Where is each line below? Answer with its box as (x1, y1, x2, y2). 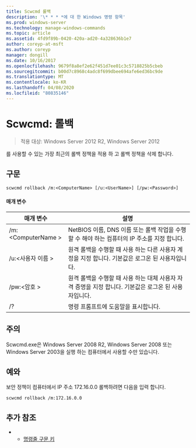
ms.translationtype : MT (6, 74, 64, 80)
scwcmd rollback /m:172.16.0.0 (6, 395, 82, 401)
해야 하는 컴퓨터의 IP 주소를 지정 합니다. (82, 234, 185, 242)
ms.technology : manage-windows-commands (6, 25, 106, 31)
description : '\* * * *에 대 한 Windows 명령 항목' (6, 14, 126, 20)
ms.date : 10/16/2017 (6, 57, 57, 63)
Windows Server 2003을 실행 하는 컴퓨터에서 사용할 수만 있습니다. (6, 348, 159, 355)
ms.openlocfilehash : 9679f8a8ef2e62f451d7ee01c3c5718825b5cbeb (6, 63, 163, 69)
